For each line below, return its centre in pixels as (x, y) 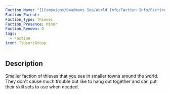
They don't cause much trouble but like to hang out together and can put (81, 81)
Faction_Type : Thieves (29, 19)
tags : (11, 34)
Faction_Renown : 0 (25, 29)
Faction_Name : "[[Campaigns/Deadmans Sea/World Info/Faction (71, 10)
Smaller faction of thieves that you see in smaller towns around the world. (82, 76)
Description (24, 64)
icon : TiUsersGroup (26, 43)
